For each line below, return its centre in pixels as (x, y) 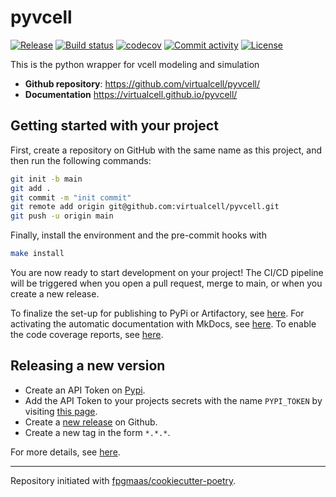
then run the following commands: (81, 160)
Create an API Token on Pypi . (85, 390)
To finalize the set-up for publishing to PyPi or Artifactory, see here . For (157, 313)
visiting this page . (61, 411)
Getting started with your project (114, 126)
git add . (31, 188)
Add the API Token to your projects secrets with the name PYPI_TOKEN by (173, 400)
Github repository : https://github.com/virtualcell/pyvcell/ (142, 83)
